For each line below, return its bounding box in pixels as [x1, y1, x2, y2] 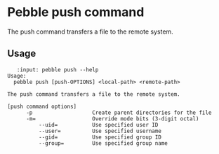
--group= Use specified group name [38, 139, 168, 147]
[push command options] [7, 103, 77, 110]
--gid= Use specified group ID [38, 134, 161, 141]
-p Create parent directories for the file [25, 109, 212, 116]
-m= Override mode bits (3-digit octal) [25, 115, 199, 122]
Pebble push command [7, 4, 145, 20]
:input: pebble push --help [16, 66, 99, 73]
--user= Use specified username [38, 127, 161, 134]
